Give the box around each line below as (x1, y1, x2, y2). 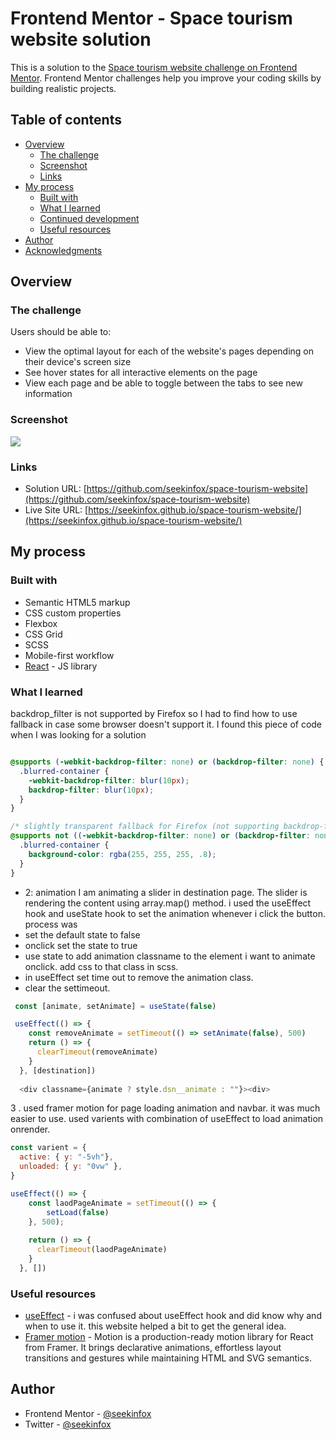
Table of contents (10, 112, 122, 129)
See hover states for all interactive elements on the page (24, 367, 258, 379)
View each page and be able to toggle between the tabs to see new (24, 377, 303, 389)
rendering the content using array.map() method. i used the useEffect (24, 897, 312, 909)
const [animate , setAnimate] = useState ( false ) (14, 1001, 217, 1011)
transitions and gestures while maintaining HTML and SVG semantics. (24, 1352, 312, 1364)
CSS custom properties (24, 607, 122, 619)
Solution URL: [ (24, 483, 87, 495)
